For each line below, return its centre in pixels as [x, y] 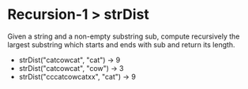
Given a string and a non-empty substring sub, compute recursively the [124, 36]
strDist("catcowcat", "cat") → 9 [70, 60]
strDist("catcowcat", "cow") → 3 [71, 68]
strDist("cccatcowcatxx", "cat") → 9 [77, 76]
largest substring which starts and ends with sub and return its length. [121, 44]
